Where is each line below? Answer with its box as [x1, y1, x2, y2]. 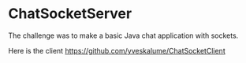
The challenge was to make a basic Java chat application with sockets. [8, 31, 239, 40]
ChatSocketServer [8, 5, 132, 23]
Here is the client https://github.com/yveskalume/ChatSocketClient [8, 46, 226, 55]
